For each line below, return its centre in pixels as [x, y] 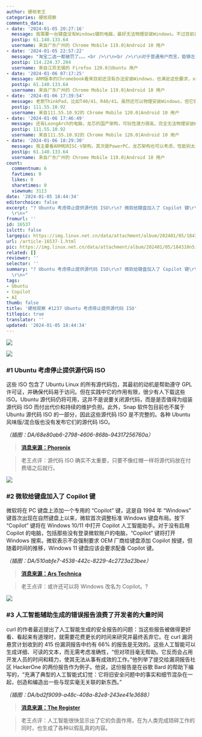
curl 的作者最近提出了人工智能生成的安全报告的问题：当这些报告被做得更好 [99, 629]
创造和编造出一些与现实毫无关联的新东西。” [69, 682]
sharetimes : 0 [29, 185]
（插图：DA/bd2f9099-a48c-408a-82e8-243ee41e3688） [79, 695]
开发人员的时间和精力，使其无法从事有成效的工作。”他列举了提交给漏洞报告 [98, 659]
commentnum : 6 [29, 169]
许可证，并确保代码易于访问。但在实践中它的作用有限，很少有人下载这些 [96, 391]
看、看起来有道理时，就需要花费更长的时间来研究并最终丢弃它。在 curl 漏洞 [99, 636]
